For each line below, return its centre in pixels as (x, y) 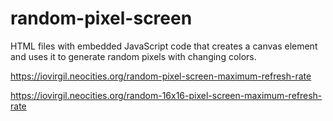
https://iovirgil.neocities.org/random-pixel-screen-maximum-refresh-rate (161, 76)
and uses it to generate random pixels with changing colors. (133, 56)
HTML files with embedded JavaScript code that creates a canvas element (164, 46)
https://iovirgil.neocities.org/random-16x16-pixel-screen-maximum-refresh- (166, 95)
